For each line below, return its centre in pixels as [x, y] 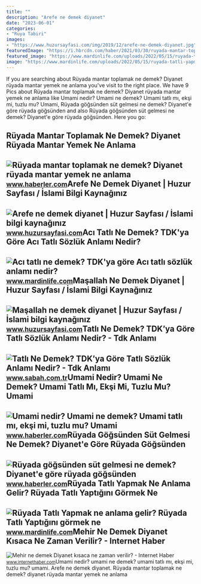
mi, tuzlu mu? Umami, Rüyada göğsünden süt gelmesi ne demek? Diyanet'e [99, 104]
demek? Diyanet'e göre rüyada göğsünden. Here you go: [76, 117]
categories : [21, 28]
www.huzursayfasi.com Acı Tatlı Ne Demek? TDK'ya [98, 232]
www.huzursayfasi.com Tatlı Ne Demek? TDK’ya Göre [100, 329]
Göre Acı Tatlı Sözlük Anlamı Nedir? [74, 242]
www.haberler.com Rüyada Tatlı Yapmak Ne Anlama [98, 483]
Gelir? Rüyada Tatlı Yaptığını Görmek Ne [82, 493]
